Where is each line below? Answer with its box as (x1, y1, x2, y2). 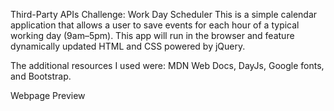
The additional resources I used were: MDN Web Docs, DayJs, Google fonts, (10, 60, 325, 71)
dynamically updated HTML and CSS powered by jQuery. (10, 40, 246, 52)
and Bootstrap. (10, 70, 72, 82)
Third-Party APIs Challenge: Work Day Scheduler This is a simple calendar (10, 9, 318, 20)
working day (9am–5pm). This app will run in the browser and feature (10, 30, 295, 41)
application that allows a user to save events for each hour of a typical (10, 19, 300, 31)
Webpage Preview (10, 90, 86, 101)
